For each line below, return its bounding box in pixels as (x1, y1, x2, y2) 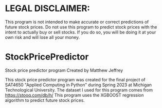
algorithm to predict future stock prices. (5, 97, 85, 103)
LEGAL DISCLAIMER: (5, 3, 90, 14)
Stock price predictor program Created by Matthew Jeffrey (5, 67, 123, 73)
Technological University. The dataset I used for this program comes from (5, 87, 153, 93)
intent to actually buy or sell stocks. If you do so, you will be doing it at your (5, 29, 157, 35)
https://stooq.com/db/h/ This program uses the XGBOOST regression (5, 92, 144, 98)
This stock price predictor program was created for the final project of (5, 77, 146, 82)
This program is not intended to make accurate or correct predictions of (5, 19, 149, 25)
